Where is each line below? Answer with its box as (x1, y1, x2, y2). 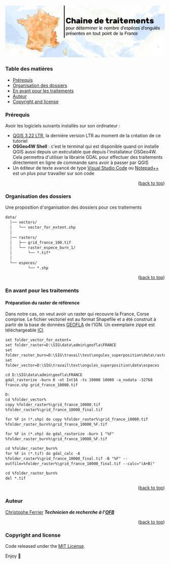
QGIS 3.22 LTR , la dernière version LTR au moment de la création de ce (12, 132, 161, 139)
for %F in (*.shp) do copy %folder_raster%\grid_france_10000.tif (5, 417, 148, 422)
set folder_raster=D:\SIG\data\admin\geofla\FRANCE (5, 343, 116, 348)
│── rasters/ (10, 235, 37, 240)
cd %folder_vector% (5, 397, 47, 403)
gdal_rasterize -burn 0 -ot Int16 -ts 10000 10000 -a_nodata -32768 (5, 378, 153, 383)
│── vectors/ (10, 220, 37, 225)
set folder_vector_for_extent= (5, 338, 71, 343)
